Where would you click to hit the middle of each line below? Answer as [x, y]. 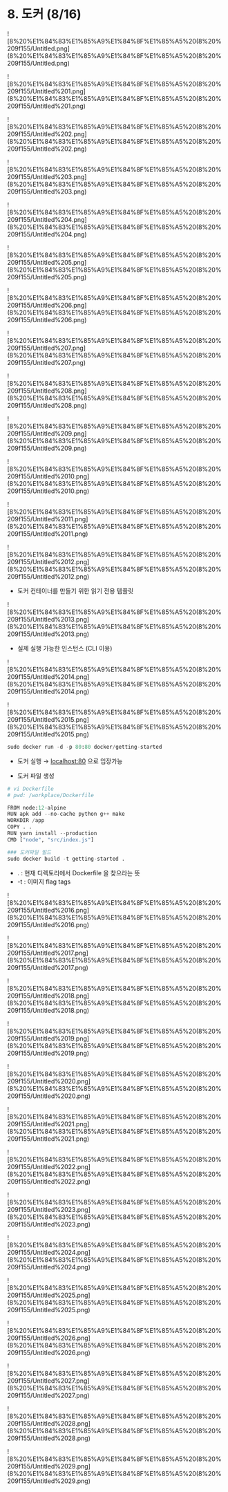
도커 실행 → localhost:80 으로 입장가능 [70, 761]
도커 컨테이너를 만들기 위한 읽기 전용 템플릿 [75, 590]
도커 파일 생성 [36, 776]
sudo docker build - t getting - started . [66, 859]
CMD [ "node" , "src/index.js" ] [51, 840]
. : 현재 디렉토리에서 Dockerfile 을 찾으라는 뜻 [78, 873]
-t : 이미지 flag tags [44, 882]
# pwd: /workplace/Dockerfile [51, 795]
